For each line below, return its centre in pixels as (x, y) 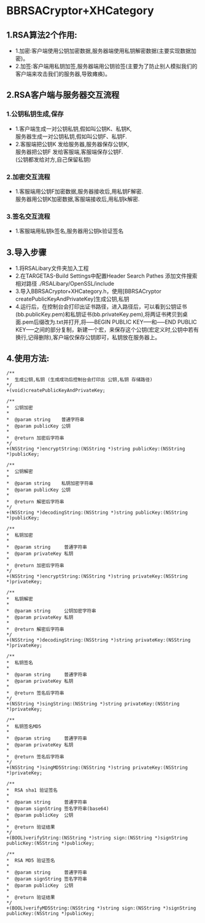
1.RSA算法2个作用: (42, 35)
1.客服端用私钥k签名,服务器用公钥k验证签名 (69, 231)
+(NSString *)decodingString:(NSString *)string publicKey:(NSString (97, 513)
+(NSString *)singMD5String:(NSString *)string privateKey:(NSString (97, 768)
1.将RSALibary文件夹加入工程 (52, 269)
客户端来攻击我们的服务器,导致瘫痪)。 (63, 74)
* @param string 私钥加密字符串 (50, 483)
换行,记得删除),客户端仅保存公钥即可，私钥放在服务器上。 (88, 337)
